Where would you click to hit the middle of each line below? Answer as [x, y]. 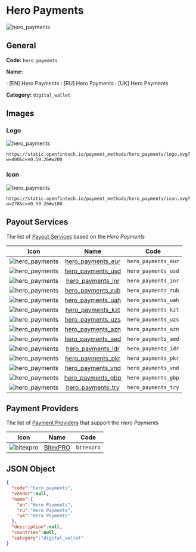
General [21, 46]
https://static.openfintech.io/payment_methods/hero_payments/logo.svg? [98, 155]
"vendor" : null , [30, 494]
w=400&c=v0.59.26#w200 [34, 160]
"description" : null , [37, 527]
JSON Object [31, 469]
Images [20, 114]
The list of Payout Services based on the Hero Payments [76, 236]
